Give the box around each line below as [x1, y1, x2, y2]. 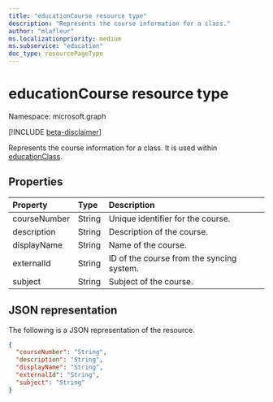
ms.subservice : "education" [8, 42, 104, 50]
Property [12, 199, 48, 210]
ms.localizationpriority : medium [8, 34, 122, 43]
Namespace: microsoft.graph [8, 111, 106, 121]
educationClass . [8, 151, 63, 161]
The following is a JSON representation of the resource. [8, 325, 195, 335]
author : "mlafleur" [8, 27, 75, 35]
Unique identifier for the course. [108, 213, 231, 224]
